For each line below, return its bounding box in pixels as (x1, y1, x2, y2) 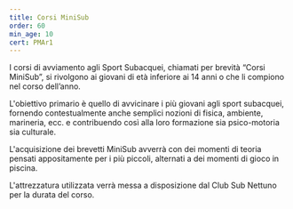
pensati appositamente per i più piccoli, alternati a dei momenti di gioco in (9, 153, 280, 165)
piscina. (9, 163, 38, 173)
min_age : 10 (9, 29, 53, 38)
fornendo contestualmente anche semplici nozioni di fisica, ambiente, (9, 108, 264, 118)
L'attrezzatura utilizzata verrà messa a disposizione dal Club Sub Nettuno (9, 180, 277, 191)
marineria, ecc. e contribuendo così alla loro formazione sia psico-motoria (9, 117, 280, 128)
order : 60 (9, 21, 46, 30)
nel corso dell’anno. (9, 81, 82, 92)
